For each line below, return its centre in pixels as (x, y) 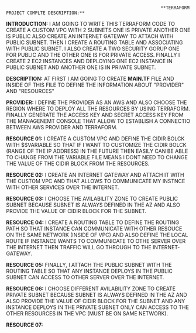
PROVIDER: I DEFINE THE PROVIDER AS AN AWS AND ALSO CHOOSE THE (97, 102)
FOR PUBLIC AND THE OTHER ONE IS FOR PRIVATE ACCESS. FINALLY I (93, 55)
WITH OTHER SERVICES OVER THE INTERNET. (63, 187)
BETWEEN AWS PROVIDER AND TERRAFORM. (62, 127)
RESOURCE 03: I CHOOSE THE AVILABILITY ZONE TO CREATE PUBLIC (92, 199)
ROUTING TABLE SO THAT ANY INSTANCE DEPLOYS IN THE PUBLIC (89, 271)
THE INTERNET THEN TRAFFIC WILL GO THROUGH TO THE (79, 247)
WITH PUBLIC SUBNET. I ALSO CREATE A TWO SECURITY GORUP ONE (93, 49)
